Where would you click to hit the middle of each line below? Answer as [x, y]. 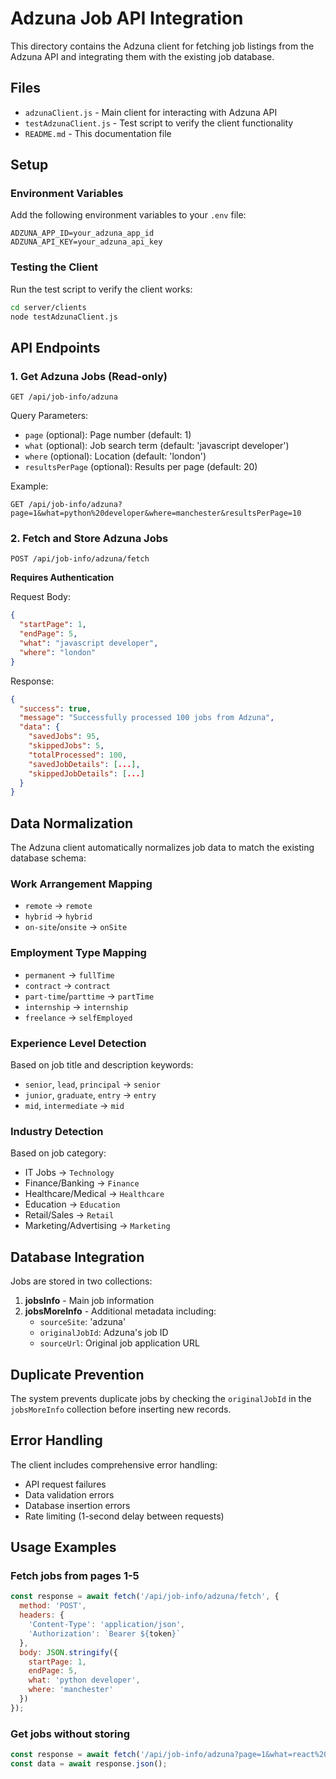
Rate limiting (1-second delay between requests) [124, 1516]
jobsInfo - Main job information [89, 1301]
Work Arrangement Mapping [81, 884]
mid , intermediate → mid [74, 1106]
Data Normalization [72, 823]
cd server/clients [48, 307]
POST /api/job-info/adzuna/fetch [80, 559]
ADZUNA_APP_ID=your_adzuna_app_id [82, 233]
